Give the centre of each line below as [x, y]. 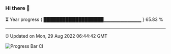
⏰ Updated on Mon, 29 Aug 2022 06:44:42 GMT [56, 36]
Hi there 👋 [18, 8]
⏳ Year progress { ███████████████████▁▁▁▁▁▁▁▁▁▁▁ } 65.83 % [84, 19]
